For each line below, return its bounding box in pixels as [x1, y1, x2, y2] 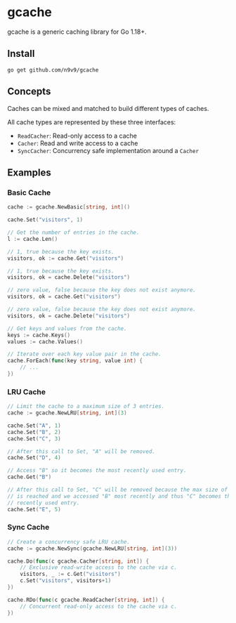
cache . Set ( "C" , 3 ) [7, 435, 61, 442]
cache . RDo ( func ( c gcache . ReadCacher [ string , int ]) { [7, 596, 165, 603]
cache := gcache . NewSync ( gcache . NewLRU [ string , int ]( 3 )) [7, 545, 178, 552]
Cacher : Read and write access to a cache [17, 138, 138, 147]
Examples [7, 166, 51, 178]
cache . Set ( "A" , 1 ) [7, 422, 61, 429]
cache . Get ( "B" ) [7, 473, 52, 481]
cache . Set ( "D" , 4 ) [7, 454, 61, 461]
